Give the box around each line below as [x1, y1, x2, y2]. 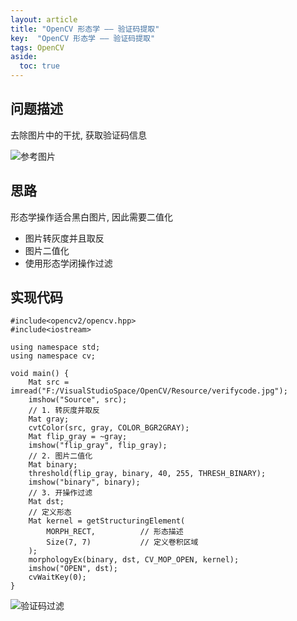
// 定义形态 [28, 507, 72, 518]
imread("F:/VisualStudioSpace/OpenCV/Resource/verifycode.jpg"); [10, 386, 288, 396]
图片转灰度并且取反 [24, 232, 105, 244]
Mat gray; [28, 414, 70, 425]
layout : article [10, 14, 78, 25]
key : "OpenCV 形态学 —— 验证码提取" [10, 33, 156, 43]
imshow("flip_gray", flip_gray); [28, 441, 168, 451]
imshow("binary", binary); [28, 477, 141, 488]
